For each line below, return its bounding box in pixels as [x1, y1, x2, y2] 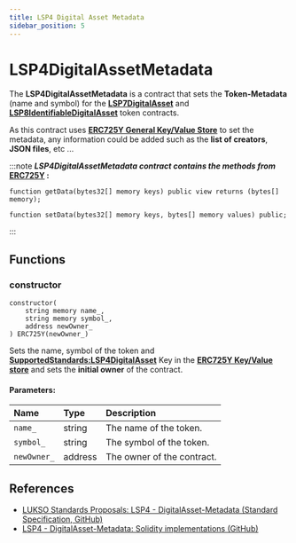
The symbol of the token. [105, 437, 210, 449]
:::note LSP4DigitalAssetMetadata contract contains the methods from [9, 161, 277, 171]
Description [105, 407, 157, 420]
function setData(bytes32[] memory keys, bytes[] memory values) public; [9, 210, 288, 220]
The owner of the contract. [105, 451, 217, 463]
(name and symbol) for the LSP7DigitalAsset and [9, 98, 190, 109]
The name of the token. [105, 422, 203, 435]
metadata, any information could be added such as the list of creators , [9, 134, 269, 145]
